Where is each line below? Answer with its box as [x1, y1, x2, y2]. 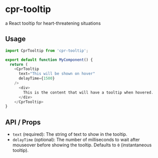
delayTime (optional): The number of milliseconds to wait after [12, 137, 140, 143]
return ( [10, 62, 28, 67]
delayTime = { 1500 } [18, 76, 55, 81]
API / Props [5, 118, 41, 126]
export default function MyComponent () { [5, 57, 93, 62]
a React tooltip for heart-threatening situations [5, 20, 101, 26]
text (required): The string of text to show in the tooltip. [12, 131, 127, 137]
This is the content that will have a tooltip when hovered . [23, 90, 154, 95]
